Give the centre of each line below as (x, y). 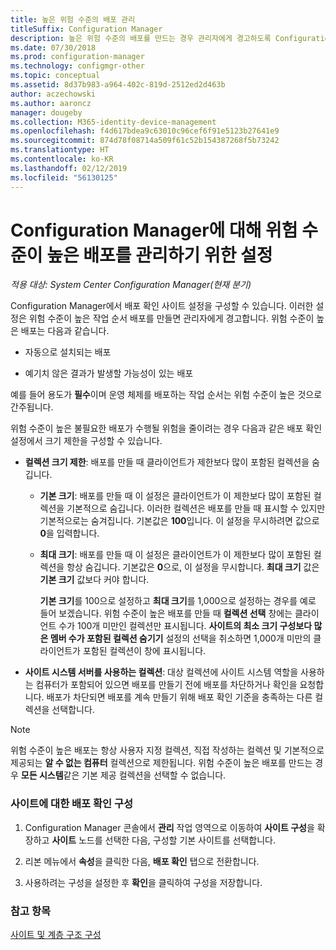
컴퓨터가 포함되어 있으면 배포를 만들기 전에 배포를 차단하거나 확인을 (166, 685)
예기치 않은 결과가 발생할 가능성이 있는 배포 (109, 373)
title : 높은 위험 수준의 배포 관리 (73, 19)
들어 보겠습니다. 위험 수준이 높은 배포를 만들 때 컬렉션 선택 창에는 (166, 613)
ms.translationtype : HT (60, 150)
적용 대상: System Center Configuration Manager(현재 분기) (131, 285)
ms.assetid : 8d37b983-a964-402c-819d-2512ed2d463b (118, 85)
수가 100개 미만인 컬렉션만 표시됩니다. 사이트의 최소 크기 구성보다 (185, 626)
